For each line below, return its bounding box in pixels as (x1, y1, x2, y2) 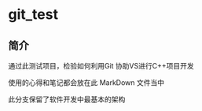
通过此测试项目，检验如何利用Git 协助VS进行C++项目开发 (8, 61, 194, 70)
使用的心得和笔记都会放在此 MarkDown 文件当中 (8, 78, 165, 87)
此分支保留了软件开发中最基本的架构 (8, 94, 126, 104)
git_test (8, 6, 59, 24)
